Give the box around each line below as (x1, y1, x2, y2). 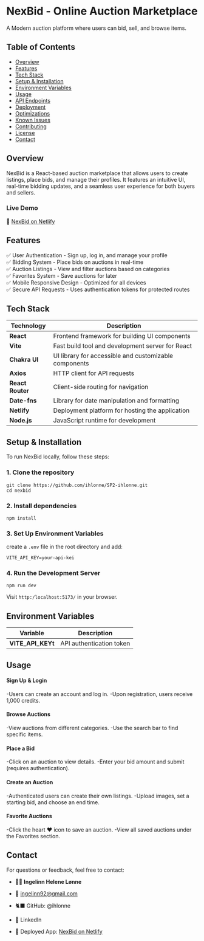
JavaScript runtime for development (53, 416, 156, 425)
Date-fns (9, 396, 37, 405)
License (15, 129, 35, 136)
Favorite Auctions (6, 813, 53, 820)
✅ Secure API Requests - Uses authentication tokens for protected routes (6, 286, 190, 293)
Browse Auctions (6, 711, 50, 718)
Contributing (15, 123, 47, 130)
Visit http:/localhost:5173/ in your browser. (6, 593, 118, 601)
